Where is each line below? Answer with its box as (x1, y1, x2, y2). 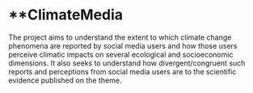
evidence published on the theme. (8, 75, 122, 85)
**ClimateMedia (8, 6, 124, 24)
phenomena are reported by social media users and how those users (8, 40, 238, 50)
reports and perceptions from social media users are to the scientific (8, 66, 237, 76)
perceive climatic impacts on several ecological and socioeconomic (8, 49, 234, 59)
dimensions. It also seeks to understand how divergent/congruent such (8, 58, 246, 68)
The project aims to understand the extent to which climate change (8, 32, 232, 42)
